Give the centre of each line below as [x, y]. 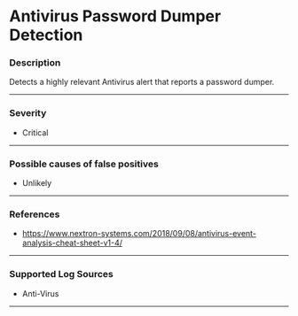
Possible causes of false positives [84, 164]
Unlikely [37, 183]
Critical [35, 132]
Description [35, 63]
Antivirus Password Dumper [115, 16]
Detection [46, 35]
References [35, 214]
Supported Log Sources [61, 274]
